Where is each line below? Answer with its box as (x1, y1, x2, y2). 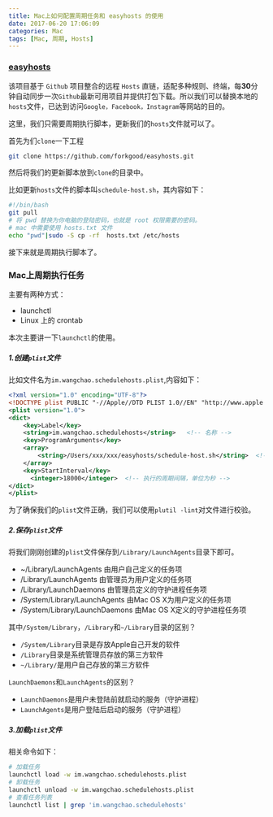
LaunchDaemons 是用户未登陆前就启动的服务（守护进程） (19, 694, 203, 704)
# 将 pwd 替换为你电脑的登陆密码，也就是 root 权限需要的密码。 (8, 216, 201, 224)
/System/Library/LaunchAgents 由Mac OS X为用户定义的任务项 (19, 595, 232, 605)
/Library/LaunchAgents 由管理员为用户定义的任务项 (19, 575, 193, 585)
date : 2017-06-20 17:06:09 (8, 20, 100, 28)
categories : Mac (8, 27, 63, 35)
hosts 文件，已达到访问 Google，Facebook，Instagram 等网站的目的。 (8, 101, 230, 111)
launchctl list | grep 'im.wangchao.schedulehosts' (8, 801, 187, 809)
